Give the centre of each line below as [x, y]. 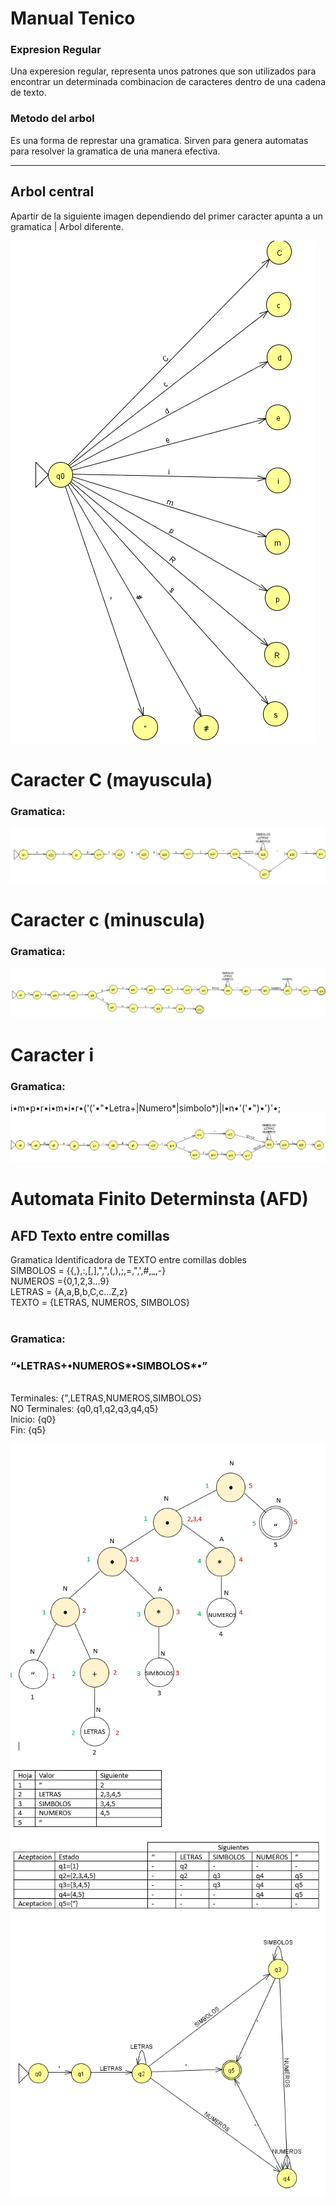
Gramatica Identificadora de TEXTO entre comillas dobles [128, 1260]
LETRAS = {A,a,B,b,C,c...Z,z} [69, 1292]
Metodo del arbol [52, 119]
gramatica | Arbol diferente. [67, 226]
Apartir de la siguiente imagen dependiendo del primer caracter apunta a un [167, 216]
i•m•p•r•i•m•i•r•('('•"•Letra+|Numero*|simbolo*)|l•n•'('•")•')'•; [146, 1108]
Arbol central [52, 192]
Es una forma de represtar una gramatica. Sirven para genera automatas [159, 140]
